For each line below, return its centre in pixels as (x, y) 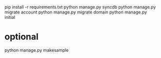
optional (22, 37)
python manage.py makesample (37, 50)
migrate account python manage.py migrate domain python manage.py (76, 12)
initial (10, 17)
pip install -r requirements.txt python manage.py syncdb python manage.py (80, 7)
